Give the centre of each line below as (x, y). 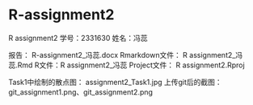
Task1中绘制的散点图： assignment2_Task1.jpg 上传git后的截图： (115, 82)
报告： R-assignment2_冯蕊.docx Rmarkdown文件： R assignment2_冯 (126, 55)
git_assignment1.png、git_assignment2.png (81, 92)
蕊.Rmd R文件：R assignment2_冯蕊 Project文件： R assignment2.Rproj (126, 65)
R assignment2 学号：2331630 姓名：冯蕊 (78, 38)
